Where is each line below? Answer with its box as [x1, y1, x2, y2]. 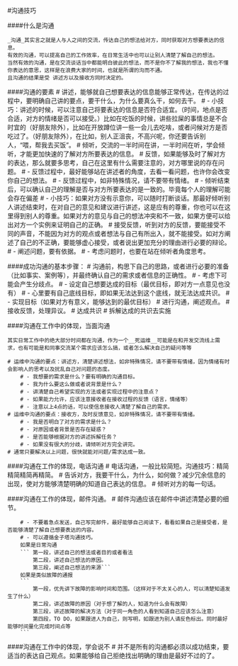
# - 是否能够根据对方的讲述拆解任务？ [20, 434, 118, 441]
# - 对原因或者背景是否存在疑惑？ [20, 426, 107, 433]
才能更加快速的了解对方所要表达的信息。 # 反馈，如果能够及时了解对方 [19, 149, 226, 158]
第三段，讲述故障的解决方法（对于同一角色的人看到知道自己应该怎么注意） [33, 608, 217, 615]
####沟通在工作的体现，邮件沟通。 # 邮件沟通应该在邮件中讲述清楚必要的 [7, 495, 223, 503]
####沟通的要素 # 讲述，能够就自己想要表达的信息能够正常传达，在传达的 [7, 88, 223, 96]
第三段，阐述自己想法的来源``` [33, 564, 111, 571]
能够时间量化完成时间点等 [7, 623, 71, 630]
